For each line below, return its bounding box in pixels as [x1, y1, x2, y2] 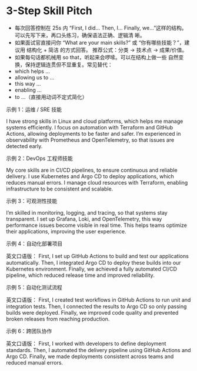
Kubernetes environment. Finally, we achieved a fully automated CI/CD [6, 265, 178, 272]
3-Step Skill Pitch [6, 4, 93, 18]
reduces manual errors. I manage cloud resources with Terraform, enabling [6, 179, 188, 186]
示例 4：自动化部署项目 [6, 240, 63, 247]
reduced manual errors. [6, 359, 64, 366]
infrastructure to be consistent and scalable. [6, 185, 113, 192]
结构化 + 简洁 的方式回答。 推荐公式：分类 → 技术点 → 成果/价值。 [26, 46, 188, 54]
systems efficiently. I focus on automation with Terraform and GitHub [6, 123, 173, 131]
